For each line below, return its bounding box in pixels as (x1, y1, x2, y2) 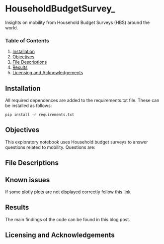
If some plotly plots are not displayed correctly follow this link (5, 189, 131, 195)
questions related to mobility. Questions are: (5, 144, 95, 150)
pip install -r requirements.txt (5, 113, 75, 118)
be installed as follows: (5, 103, 52, 109)
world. (5, 24, 18, 30)
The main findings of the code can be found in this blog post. (5, 216, 130, 222)
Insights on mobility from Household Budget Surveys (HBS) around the (5, 19, 150, 25)
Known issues (5, 175, 50, 184)
